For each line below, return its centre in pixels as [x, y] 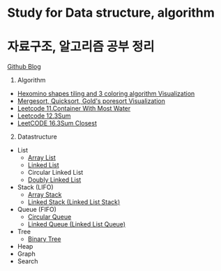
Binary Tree [44, 239]
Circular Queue [49, 217]
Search [28, 261]
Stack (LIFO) [35, 187]
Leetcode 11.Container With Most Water [74, 109]
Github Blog [24, 67]
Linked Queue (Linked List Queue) [77, 224]
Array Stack [45, 195]
